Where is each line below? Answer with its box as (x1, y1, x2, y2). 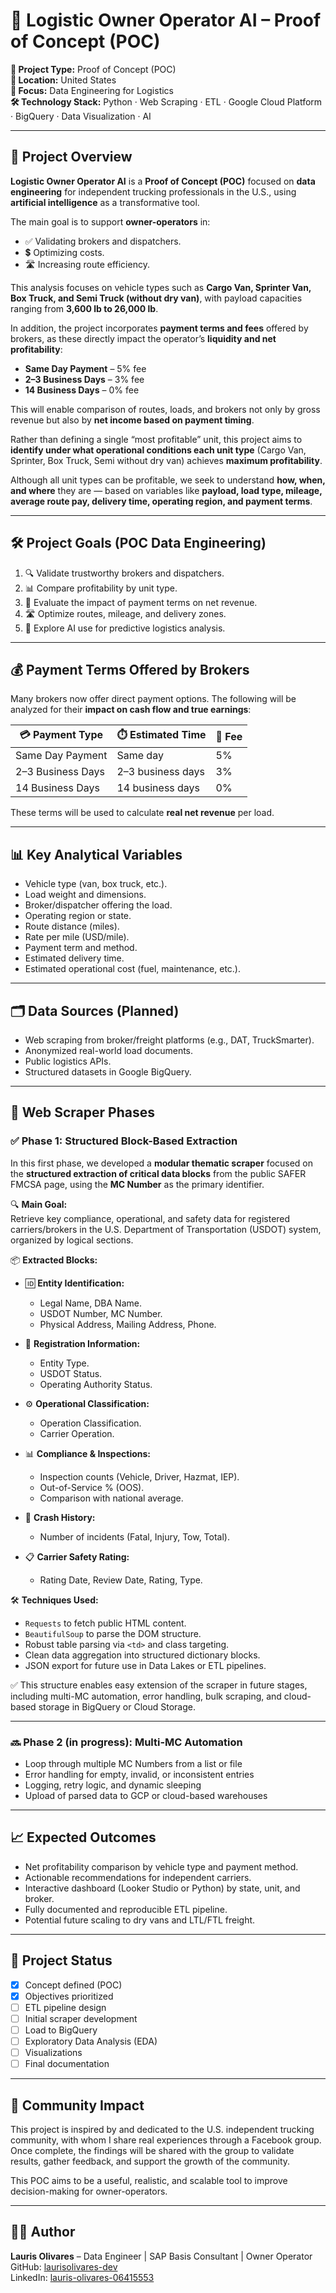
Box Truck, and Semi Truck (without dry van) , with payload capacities (10, 292, 303, 304)
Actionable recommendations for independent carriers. (24, 1871, 252, 1883)
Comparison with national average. (39, 1492, 184, 1504)
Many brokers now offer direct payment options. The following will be (10, 693, 297, 705)
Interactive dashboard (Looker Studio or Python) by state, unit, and (24, 1882, 301, 1894)
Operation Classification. (39, 1417, 142, 1429)
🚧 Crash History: (24, 1511, 96, 1523)
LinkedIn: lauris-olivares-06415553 (10, 2271, 155, 2283)
